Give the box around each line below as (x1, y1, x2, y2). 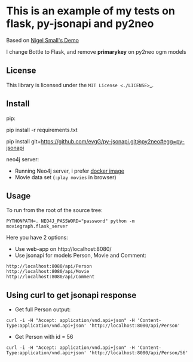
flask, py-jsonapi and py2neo (6, 17, 154, 30)
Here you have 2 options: (6, 234, 69, 241)
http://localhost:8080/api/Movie (6, 269, 90, 275)
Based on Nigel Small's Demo (6, 36, 79, 44)
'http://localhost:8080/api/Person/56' (88, 350, 188, 356)
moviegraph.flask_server (6, 223, 68, 229)
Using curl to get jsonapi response (6, 290, 137, 300)
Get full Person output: (14, 306, 71, 313)
